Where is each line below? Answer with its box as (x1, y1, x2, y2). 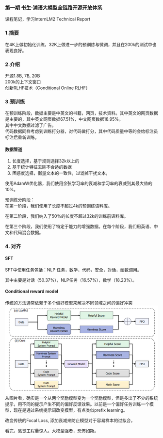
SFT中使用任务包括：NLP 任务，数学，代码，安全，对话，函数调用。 (5, 267, 142, 273)
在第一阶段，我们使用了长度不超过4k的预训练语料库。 (5, 203, 113, 209)
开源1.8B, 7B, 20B (5, 73, 40, 79)
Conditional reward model (5, 289, 59, 294)
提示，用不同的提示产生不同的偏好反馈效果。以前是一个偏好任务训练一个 (5, 401, 149, 407)
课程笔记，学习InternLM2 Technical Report (5, 16, 91, 22)
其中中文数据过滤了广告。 (5, 122, 56, 128)
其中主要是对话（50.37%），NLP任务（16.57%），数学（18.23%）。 (5, 277, 137, 283)
